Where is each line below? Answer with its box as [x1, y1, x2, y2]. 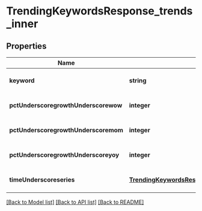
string [129, 76, 147, 85]
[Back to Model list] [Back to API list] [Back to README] [6, 198, 144, 206]
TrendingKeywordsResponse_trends [6, 4, 193, 18]
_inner [6, 17, 38, 31]
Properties [6, 41, 47, 51]
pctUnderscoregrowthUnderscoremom [9, 126, 123, 134]
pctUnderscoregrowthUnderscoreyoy [9, 151, 120, 159]
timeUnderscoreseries [9, 176, 75, 184]
